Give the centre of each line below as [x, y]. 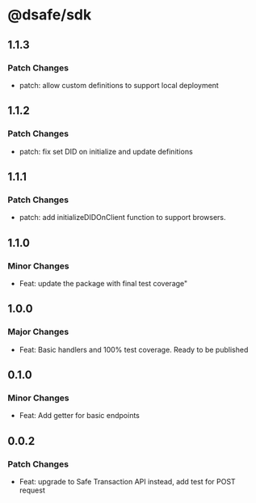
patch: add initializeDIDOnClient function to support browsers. [123, 218]
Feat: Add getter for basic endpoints [80, 416]
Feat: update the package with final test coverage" [103, 283]
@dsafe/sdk [50, 15]
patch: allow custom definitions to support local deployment [119, 85]
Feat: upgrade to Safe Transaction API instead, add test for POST [127, 482]
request [32, 490]
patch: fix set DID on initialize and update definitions [106, 151]
